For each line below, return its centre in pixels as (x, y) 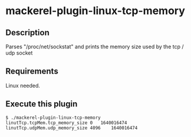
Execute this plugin (42, 104)
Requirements (32, 71)
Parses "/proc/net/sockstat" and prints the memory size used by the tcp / (95, 46)
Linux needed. (23, 85)
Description (27, 33)
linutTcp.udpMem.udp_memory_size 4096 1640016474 (72, 128)
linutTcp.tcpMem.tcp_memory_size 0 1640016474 (66, 123)
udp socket (19, 53)
